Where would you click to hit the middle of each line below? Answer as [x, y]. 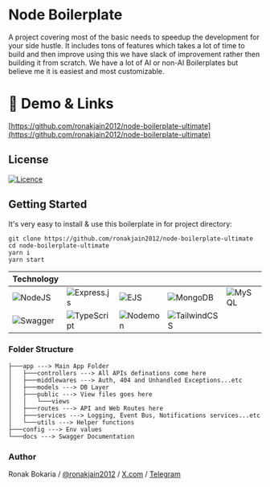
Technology [35, 279]
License [29, 160]
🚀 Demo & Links [61, 104]
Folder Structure [41, 350]
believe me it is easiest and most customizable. [86, 71]
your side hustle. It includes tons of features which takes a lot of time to [127, 45]
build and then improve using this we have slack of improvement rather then [134, 54]
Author [22, 456]
